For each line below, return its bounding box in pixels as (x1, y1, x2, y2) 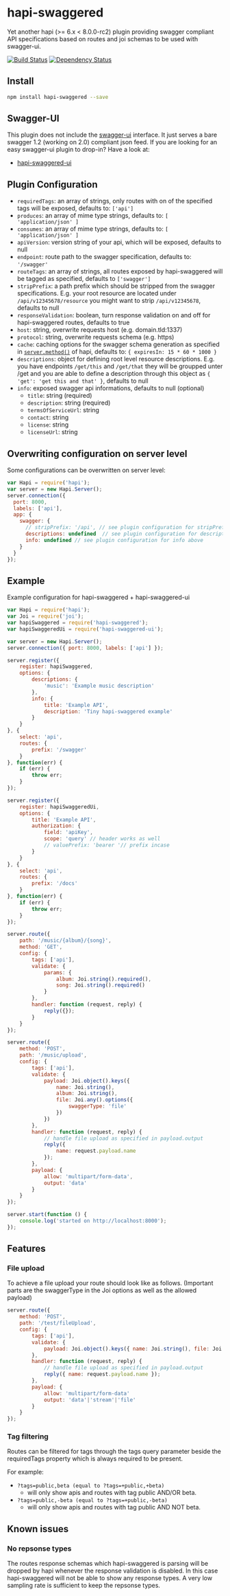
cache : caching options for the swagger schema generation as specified (16, 340, 220, 348)
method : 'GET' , (19, 943, 63, 951)
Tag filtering (7, 1432, 49, 1441)
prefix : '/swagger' (31, 746, 88, 753)
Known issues (7, 1523, 69, 1535)
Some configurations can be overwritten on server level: (7, 466, 166, 475)
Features (7, 1243, 46, 1255)
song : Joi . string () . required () (55, 982, 146, 989)
